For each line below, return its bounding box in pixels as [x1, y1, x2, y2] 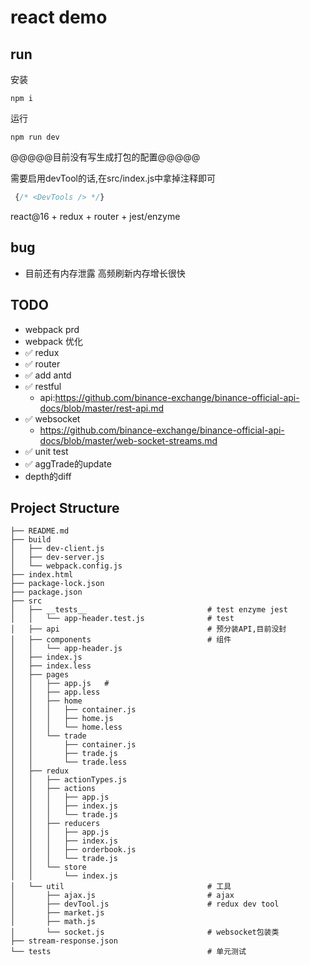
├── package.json [10, 587, 83, 598]
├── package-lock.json [10, 579, 105, 589]
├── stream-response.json [10, 936, 118, 946]
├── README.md [10, 526, 70, 536]
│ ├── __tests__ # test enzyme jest [10, 605, 288, 615]
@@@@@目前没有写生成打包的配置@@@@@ [10, 151, 201, 163]
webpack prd [24, 323, 80, 335]
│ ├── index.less [10, 661, 92, 671]
